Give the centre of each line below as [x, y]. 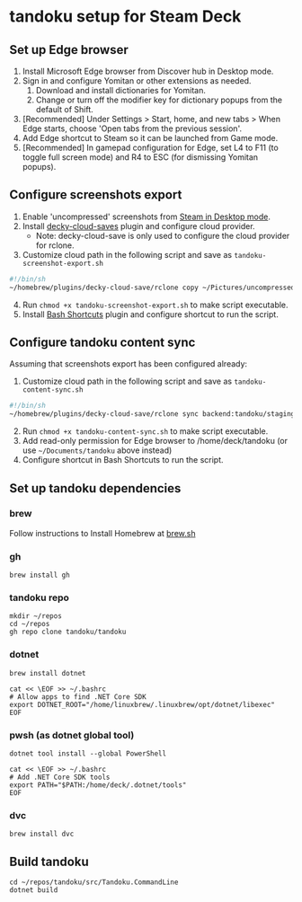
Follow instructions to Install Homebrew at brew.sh [102, 533]
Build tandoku [49, 861]
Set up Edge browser [69, 50]
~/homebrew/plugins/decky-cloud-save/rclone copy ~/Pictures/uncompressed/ [154, 287]
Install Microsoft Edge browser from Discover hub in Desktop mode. [148, 71]
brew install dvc [42, 834]
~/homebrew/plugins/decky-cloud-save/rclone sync [104, 414]
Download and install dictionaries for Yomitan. [121, 90]
